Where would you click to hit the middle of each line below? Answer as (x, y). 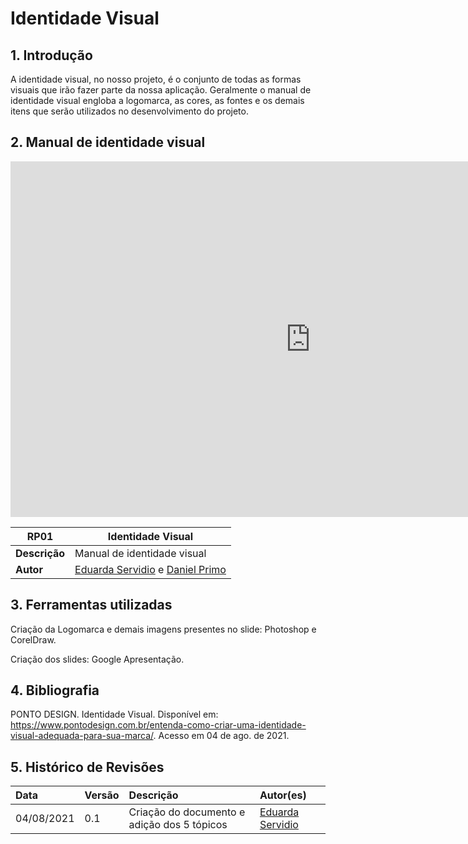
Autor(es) (283, 795)
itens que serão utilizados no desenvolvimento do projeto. (129, 111)
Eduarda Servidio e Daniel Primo (150, 569)
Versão (102, 795)
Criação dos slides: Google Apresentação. (97, 659)
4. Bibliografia (55, 690)
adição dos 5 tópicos (178, 825)
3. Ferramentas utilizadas (91, 605)
